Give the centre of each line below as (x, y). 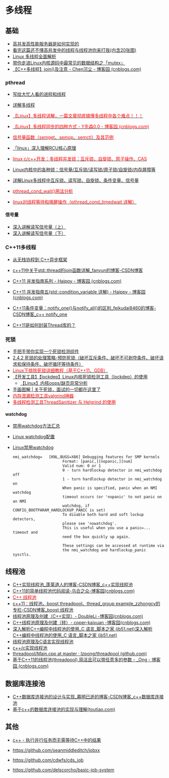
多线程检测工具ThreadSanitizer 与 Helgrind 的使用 (64, 402)
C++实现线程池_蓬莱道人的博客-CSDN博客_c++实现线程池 (73, 585)
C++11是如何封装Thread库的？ (44, 325)
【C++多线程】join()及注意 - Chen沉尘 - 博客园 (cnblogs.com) (77, 69)
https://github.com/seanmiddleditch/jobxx (56, 750)
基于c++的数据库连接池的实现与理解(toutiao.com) (64, 709)
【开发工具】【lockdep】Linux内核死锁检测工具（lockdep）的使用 (80, 377)
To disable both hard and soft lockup (103, 515)
